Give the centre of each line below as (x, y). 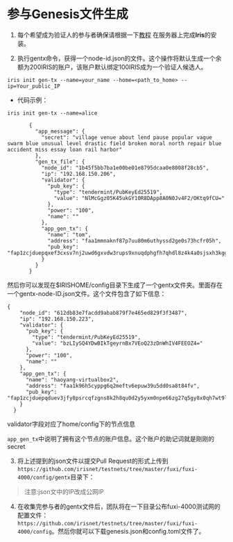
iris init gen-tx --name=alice (52, 113)
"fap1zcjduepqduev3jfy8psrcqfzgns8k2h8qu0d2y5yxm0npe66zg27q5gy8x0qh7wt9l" (119, 398)
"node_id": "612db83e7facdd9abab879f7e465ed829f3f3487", (104, 313)
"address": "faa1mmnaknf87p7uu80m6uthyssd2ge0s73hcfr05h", (135, 240)
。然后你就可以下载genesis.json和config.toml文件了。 (128, 531)
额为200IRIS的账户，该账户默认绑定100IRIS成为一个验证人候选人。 (112, 67)
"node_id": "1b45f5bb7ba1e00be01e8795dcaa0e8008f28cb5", (125, 167)
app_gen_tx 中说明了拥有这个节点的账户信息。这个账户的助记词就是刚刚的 (111, 438)
